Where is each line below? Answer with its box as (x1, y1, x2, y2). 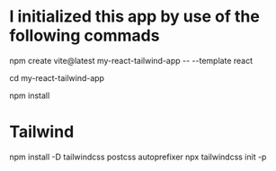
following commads (9, 25, 160, 46)
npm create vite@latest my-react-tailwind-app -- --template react (9, 55, 254, 66)
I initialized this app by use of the (9, 6, 261, 27)
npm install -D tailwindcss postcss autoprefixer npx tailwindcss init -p (9, 151, 267, 162)
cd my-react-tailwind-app (9, 72, 105, 83)
